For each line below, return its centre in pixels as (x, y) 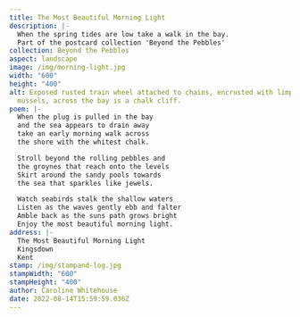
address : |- (31, 232)
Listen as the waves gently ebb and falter (99, 208)
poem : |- (25, 109)
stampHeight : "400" (46, 282)
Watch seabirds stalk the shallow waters (96, 199)
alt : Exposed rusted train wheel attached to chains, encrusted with (142, 92)
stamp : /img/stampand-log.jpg (66, 266)
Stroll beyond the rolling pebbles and (92, 158)
